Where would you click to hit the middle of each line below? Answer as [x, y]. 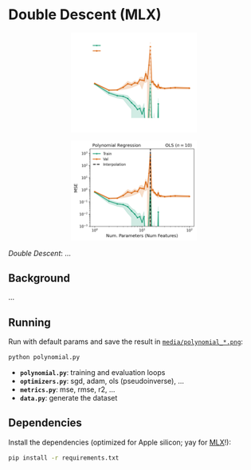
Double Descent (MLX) [85, 15]
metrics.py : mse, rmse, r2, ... [67, 389]
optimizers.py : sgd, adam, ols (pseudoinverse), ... [102, 381]
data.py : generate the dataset [69, 398]
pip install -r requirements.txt [64, 458]
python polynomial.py [44, 357]
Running [30, 322]
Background [39, 278]
